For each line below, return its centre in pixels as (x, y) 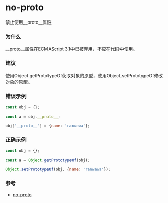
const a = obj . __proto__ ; (33, 117)
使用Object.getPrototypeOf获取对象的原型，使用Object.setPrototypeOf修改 (84, 75)
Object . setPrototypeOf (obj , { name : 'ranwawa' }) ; (58, 169)
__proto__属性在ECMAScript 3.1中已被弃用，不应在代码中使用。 (71, 49)
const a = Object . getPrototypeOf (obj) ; (48, 160)
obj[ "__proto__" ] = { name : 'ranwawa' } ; (48, 126)
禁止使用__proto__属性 (29, 22)
